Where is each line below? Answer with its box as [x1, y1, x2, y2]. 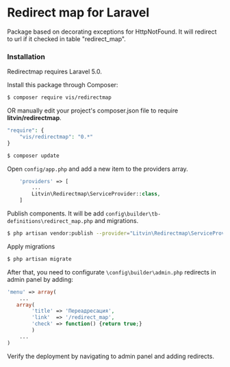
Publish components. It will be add [7, 209, 105, 217]
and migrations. [94, 217, 139, 225]
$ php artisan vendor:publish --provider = [7, 230, 130, 237]
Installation [7, 51, 46, 61]
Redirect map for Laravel [7, 5, 149, 21]
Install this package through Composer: [7, 81, 118, 89]
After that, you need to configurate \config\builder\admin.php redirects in [7, 268, 217, 276]
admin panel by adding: [7, 275, 74, 283]
